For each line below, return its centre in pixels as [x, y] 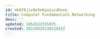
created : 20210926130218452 [35, 29]
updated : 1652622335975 [31, 24]
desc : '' [15, 19]
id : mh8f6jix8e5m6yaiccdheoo [36, 10]
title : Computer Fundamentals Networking [50, 15]
